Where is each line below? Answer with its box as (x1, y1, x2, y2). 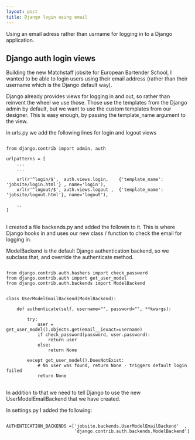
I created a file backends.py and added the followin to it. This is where (6, 224, 176, 231)
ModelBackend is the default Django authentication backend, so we (6, 247, 169, 254)
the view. (6, 118, 28, 125)
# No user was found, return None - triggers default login (37, 362, 187, 369)
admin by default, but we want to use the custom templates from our (6, 105, 172, 112)
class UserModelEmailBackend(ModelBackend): (6, 296, 117, 302)
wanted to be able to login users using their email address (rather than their (6, 75, 188, 82)
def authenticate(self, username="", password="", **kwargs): (16, 306, 172, 312)
